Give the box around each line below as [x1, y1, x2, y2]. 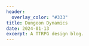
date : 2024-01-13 [6, 25, 50, 32]
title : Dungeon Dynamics [6, 20, 68, 26]
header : [6, 8, 26, 15]
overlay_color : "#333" [11, 14, 68, 20]
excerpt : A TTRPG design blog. [6, 31, 84, 37]
